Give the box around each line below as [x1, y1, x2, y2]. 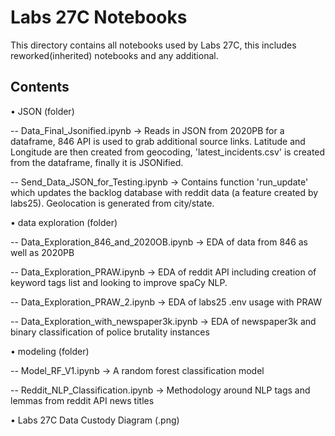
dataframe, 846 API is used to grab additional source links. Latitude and [10, 135, 306, 147]
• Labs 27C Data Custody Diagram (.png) [10, 414, 180, 426]
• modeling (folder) [10, 345, 90, 357]
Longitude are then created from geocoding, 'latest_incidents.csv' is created [10, 146, 326, 158]
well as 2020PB [10, 246, 75, 258]
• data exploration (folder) [10, 216, 118, 228]
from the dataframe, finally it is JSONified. [10, 156, 184, 168]
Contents [10, 79, 70, 96]
